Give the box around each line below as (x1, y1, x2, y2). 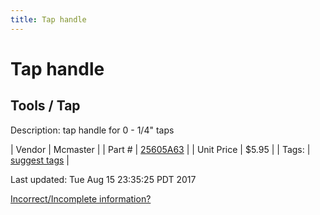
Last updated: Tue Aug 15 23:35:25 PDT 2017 (10, 173, 197, 185)
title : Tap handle (10, 14, 87, 25)
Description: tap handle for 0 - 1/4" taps (10, 124, 175, 136)
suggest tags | (10, 154, 70, 166)
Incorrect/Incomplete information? (10, 192, 152, 205)
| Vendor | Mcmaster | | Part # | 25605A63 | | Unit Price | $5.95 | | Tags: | (10, 143, 311, 155)
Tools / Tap (10, 97, 81, 115)
